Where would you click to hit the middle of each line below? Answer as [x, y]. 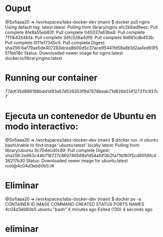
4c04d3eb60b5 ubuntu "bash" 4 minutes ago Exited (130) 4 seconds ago [79, 209]
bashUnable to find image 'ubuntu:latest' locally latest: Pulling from [72, 145]
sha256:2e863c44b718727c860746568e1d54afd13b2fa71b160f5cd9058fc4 [81, 155]
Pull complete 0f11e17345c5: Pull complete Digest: [55, 42]
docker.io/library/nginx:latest [34, 58]
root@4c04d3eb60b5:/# [30, 165]
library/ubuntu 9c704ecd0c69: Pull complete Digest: [58, 150]
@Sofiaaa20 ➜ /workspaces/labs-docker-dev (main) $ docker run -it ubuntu [81, 140]
